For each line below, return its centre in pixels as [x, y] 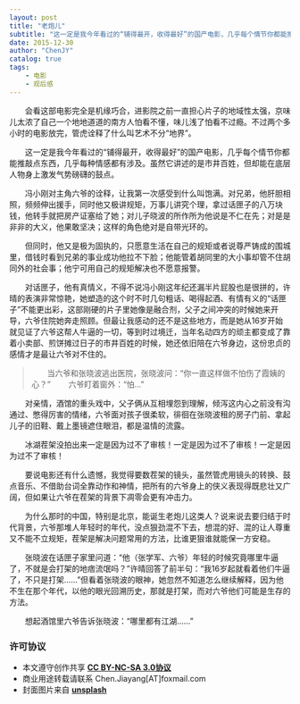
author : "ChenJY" [42, 51]
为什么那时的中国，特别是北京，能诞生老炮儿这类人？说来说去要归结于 [154, 515]
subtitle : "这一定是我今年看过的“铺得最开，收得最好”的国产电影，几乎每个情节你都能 [148, 34]
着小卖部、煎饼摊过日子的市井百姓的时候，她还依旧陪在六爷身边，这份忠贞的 [150, 343]
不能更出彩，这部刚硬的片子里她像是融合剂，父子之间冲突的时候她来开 [150, 309]
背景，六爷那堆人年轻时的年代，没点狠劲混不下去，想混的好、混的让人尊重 [154, 527]
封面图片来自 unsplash [64, 690]
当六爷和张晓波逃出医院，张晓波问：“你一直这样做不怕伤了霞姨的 [166, 373]
